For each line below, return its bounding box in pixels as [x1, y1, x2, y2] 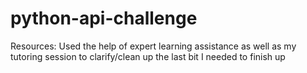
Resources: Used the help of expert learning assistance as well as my [10, 40, 297, 52]
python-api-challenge [10, 7, 198, 30]
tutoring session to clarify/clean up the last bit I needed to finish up [10, 50, 286, 62]
